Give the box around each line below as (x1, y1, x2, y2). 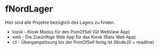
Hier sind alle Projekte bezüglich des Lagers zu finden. (5, 19, 115, 25)
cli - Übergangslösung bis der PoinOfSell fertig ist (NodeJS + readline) (12, 39, 154, 45)
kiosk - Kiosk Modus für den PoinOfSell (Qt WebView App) (12, 29, 131, 34)
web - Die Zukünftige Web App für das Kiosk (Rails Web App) (12, 34, 136, 40)
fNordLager (5, 3, 53, 15)
